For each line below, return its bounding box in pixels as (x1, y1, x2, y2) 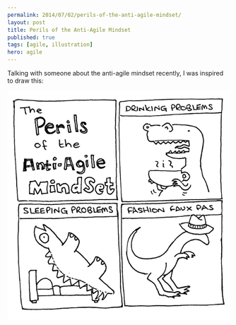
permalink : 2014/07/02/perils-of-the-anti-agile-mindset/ (7, 11, 182, 18)
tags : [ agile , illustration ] (7, 41, 93, 49)
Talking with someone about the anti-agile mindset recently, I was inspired (7, 69, 224, 77)
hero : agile (7, 49, 42, 56)
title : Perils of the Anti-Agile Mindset (7, 26, 131, 33)
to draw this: (7, 76, 44, 85)
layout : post (7, 18, 46, 26)
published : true (7, 34, 55, 41)
